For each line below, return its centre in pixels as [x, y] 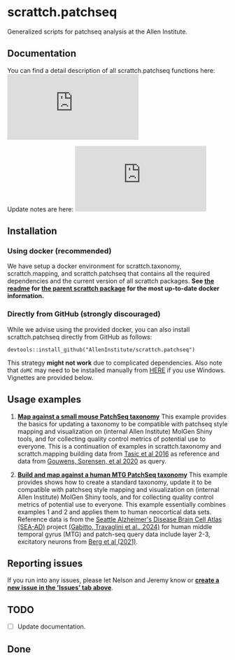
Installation [32, 231]
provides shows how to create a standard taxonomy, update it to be [114, 482]
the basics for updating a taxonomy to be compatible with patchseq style [122, 423]
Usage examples [44, 400]
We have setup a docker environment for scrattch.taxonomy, [94, 266]
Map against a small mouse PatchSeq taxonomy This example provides [122, 416]
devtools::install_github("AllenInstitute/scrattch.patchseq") [101, 350]
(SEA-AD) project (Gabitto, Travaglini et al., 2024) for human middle [115, 526]
